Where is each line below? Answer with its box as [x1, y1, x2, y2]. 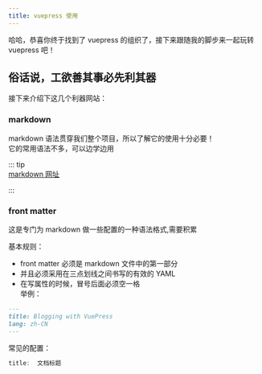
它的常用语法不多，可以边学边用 [8, 143, 114, 153]
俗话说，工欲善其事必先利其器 [8, 71, 157, 84]
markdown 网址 [8, 169, 60, 179]
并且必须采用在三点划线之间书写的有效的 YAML [19, 269, 176, 278]
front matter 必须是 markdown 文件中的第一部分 [19, 259, 178, 269]
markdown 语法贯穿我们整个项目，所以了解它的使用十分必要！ [8, 134, 215, 143]
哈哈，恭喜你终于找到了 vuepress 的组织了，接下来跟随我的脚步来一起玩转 [8, 35, 255, 44]
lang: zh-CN [8, 319, 48, 328]
